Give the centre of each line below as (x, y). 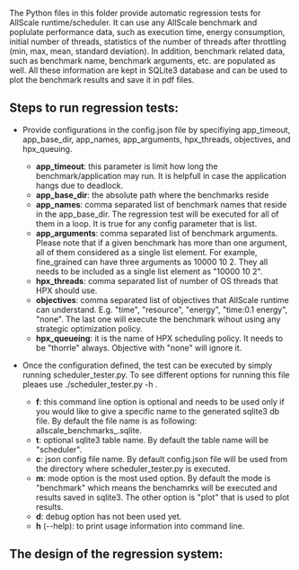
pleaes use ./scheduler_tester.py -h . (90, 384)
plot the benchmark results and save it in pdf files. (102, 80)
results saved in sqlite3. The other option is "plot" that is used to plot (163, 497)
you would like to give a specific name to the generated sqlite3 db (158, 411)
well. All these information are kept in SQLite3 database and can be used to (149, 70)
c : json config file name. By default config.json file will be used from (162, 459)
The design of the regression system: (116, 554)
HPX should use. (66, 290)
